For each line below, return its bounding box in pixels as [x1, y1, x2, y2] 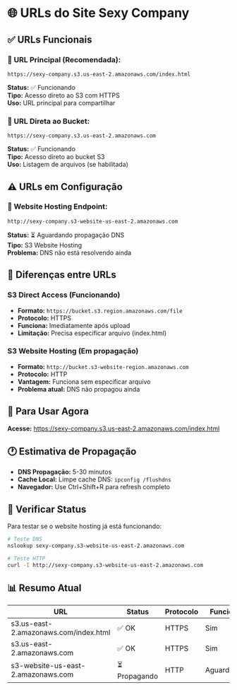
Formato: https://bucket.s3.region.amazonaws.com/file [17, 306, 183, 315]
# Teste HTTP [7, 555, 46, 563]
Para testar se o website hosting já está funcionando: [7, 522, 162, 531]
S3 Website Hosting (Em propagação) [7, 346, 139, 356]
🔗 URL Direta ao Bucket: [7, 116, 90, 126]
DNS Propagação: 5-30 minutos [17, 468, 112, 476]
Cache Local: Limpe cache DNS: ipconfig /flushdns [17, 475, 171, 484]
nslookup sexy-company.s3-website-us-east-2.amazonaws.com [7, 542, 185, 549]
